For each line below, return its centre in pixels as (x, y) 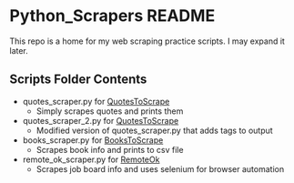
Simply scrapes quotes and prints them (110, 111)
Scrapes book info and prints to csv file (110, 149)
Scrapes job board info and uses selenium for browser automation (160, 168)
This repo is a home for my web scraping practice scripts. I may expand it (147, 41)
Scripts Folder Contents (78, 80)
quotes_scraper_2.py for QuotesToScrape (101, 120)
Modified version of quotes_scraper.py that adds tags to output (154, 130)
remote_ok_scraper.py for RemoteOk (91, 159)
